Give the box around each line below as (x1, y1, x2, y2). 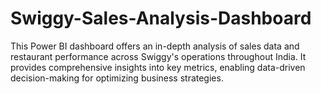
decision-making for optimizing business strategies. (10, 72, 224, 84)
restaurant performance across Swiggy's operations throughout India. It (10, 50, 307, 62)
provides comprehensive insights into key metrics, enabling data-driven (10, 61, 306, 73)
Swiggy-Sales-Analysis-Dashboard (10, 7, 312, 30)
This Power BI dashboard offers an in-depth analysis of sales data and (10, 40, 300, 52)
